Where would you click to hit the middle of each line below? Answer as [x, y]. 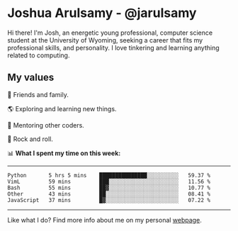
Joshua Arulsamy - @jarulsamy [102, 13]
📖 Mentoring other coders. [46, 125]
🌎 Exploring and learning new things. [62, 108]
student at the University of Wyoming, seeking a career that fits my [105, 40]
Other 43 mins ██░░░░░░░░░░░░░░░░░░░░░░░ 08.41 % [109, 194]
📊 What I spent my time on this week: [64, 153]
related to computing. [39, 55]
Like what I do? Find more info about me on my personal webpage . [104, 220]
